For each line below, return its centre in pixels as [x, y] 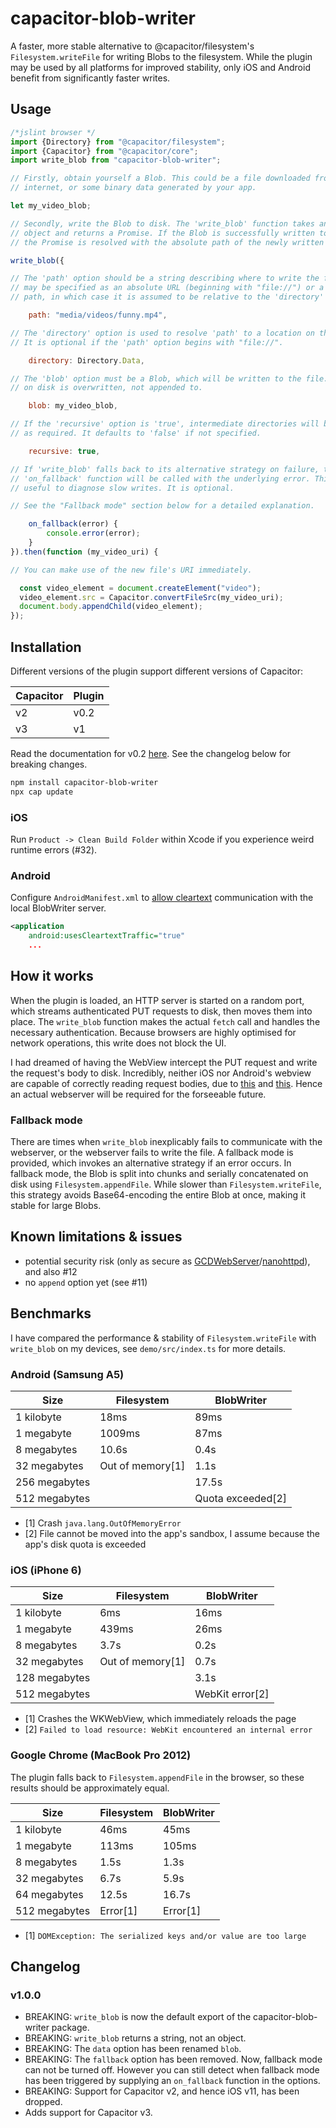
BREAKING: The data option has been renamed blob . [133, 2049]
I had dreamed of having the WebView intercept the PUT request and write [164, 1062]
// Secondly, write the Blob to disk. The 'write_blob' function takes [162, 223]
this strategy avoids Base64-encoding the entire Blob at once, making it [158, 1195]
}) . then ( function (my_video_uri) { [84, 552]
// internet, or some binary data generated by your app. [133, 188]
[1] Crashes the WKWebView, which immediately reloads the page [160, 1719]
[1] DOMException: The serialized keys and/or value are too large [165, 1935]
